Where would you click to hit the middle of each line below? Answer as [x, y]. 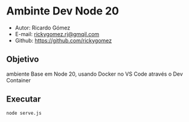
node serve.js [24, 113]
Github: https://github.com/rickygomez [63, 40]
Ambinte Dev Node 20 [63, 11]
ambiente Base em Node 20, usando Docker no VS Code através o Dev [94, 74]
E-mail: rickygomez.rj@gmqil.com [57, 34]
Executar [24, 99]
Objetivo [23, 59]
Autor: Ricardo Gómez [43, 28]
